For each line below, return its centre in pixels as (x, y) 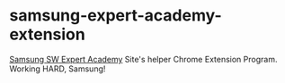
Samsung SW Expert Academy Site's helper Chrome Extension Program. (143, 59)
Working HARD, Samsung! (58, 69)
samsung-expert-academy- (116, 16)
